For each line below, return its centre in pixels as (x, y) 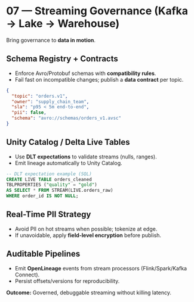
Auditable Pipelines (43, 254)
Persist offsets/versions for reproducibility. (67, 281)
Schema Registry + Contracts (62, 59)
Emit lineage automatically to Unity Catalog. (68, 163)
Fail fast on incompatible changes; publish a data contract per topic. (99, 79)
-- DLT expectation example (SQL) (49, 174)
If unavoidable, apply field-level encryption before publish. (88, 235)
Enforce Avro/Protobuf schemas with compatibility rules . (85, 73)
